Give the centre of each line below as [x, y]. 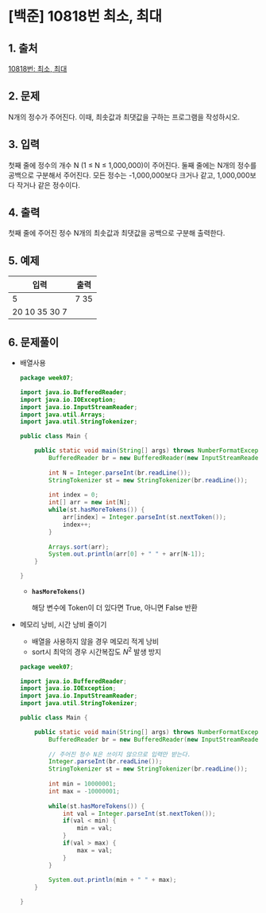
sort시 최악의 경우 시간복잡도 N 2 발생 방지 [96, 651]
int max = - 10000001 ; [85, 791]
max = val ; [94, 850]
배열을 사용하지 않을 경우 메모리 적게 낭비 [95, 642]
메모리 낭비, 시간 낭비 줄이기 [63, 625]
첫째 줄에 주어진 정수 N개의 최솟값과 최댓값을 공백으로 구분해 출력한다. [117, 233]
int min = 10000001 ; [83, 784]
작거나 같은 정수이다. [48, 185]
